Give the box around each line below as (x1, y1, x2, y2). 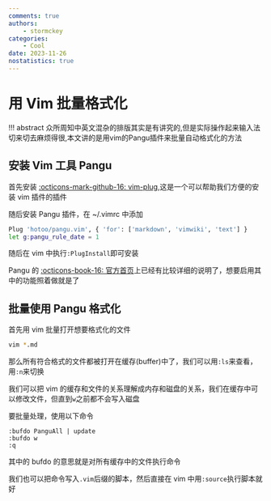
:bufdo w (8, 435, 38, 443)
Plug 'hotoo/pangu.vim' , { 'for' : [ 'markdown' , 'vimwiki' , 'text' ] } (8, 225, 248, 233)
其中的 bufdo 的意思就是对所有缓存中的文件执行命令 (8, 456, 181, 466)
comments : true (8, 11, 60, 20)
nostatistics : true (8, 57, 74, 66)
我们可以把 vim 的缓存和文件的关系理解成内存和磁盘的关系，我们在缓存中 (8, 384, 252, 393)
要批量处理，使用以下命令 (8, 411, 94, 421)
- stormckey (23, 27, 63, 35)
